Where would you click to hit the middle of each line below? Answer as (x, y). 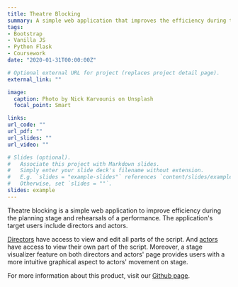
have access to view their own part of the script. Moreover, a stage (105, 247)
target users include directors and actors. (68, 225)
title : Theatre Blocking (44, 14)
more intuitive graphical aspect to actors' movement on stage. (98, 261)
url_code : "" (27, 125)
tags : (15, 27)
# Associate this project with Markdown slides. (84, 164)
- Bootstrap (25, 34)
